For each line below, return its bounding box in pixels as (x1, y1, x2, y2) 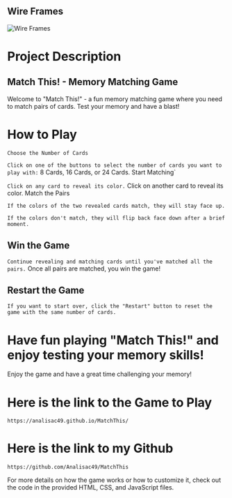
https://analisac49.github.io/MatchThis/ (7, 418, 129, 425)
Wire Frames (7, 6, 64, 17)
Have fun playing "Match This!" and (7, 332, 219, 348)
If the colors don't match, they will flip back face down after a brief (7, 214, 226, 222)
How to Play (7, 127, 78, 142)
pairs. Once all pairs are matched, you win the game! (7, 264, 161, 273)
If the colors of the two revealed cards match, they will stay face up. (7, 202, 226, 209)
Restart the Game (7, 284, 85, 296)
